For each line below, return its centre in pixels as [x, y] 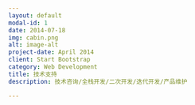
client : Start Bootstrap [49, 60]
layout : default [35, 15]
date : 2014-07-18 [37, 30]
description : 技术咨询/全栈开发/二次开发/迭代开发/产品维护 [98, 81]
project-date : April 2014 [51, 52]
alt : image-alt [33, 45]
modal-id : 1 [28, 23]
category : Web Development [53, 67]
